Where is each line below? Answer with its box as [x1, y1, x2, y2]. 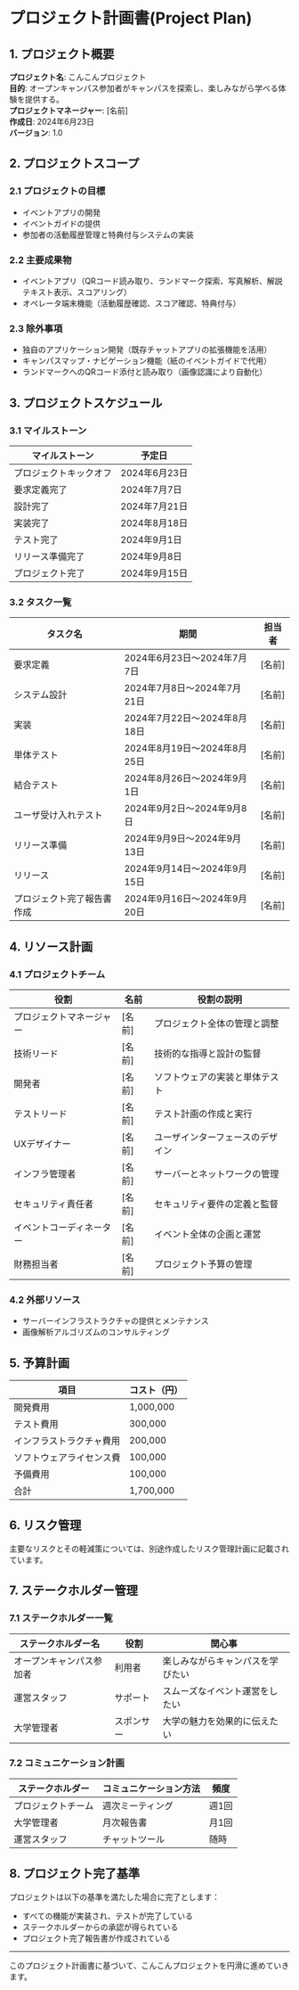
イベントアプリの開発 [21, 207, 101, 218]
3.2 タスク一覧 [9, 596, 72, 608]
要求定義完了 [13, 483, 69, 496]
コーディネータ [49, 1221, 111, 1233]
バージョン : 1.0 [9, 127, 63, 138]
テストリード [13, 1107, 69, 1120]
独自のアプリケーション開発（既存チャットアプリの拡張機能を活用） [21, 344, 272, 355]
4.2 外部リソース [9, 1294, 81, 1306]
